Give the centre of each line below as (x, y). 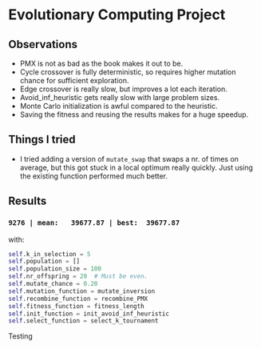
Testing (21, 336)
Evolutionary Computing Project (117, 15)
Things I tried (42, 140)
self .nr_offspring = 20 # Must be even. (78, 277)
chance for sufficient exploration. (74, 80)
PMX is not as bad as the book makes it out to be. (101, 63)
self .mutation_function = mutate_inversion (82, 291)
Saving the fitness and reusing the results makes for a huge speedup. (134, 114)
